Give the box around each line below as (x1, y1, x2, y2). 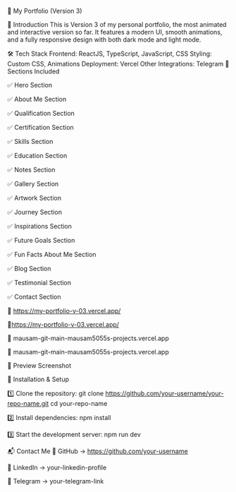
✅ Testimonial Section (7, 279, 72, 287)
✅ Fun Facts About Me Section (7, 251, 97, 258)
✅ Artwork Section (7, 194, 62, 202)
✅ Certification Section (7, 124, 74, 131)
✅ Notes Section (7, 166, 56, 174)
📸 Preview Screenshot (7, 361, 72, 370)
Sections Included (7, 67, 60, 76)
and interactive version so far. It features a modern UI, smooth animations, (7, 28, 223, 36)
